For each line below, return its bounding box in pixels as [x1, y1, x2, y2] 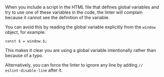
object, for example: [5, 29, 46, 35]
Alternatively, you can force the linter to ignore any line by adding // [5, 62, 143, 68]
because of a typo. [5, 52, 43, 58]
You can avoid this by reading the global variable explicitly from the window [5, 24, 156, 30]
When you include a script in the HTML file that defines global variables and [5, 4, 159, 10]
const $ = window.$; [5, 39, 48, 44]
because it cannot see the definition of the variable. [5, 15, 110, 20]
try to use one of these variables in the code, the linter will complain [5, 9, 143, 15]
